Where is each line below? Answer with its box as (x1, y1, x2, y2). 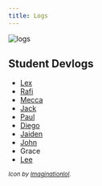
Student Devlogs (8, 57, 94, 71)
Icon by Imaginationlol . (8, 170, 71, 179)
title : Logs (8, 11, 48, 20)
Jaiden (19, 129, 43, 139)
